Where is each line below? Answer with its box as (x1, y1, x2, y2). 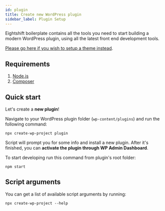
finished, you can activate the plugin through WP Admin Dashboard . (5, 145, 148, 150)
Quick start (5, 93, 41, 101)
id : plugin (5, 7, 28, 12)
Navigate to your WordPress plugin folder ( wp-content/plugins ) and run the (5, 116, 160, 121)
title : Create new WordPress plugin (5, 12, 81, 17)
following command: (5, 121, 47, 127)
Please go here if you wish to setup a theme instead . (5, 45, 113, 51)
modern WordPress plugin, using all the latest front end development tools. (5, 35, 159, 41)
